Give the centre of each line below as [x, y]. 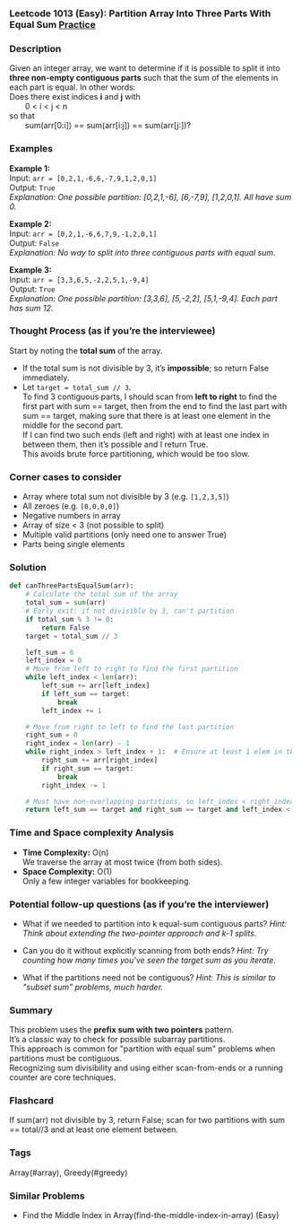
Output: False [34, 243]
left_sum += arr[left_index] [96, 686]
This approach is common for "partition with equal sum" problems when [142, 1049]
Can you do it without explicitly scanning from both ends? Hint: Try [145, 950]
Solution [28, 568]
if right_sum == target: [88, 768]
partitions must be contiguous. [66, 1059]
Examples [31, 149]
